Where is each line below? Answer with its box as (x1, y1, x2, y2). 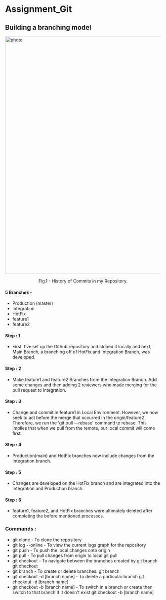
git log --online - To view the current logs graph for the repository (12, 542, 146, 548)
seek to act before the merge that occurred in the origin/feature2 (12, 415, 145, 420)
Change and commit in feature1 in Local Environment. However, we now (12, 409, 159, 415)
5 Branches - (5, 289, 32, 295)
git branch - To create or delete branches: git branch (12, 568, 120, 574)
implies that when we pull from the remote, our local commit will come (12, 425, 155, 431)
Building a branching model (5, 23, 91, 32)
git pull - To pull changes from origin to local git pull (12, 553, 118, 558)
